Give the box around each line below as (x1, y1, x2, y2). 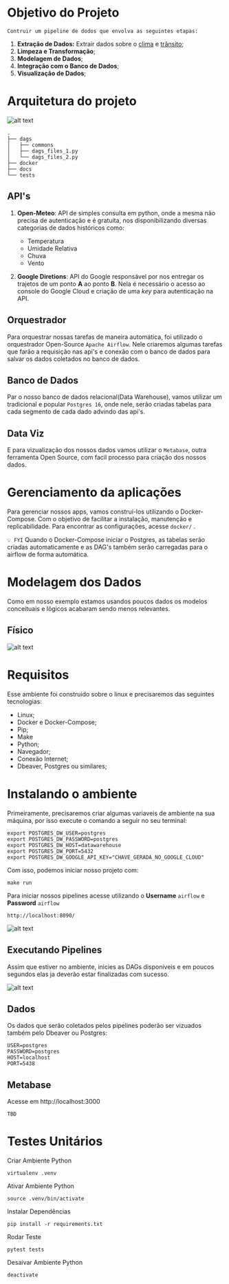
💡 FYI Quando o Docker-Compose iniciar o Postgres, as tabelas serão (7, 536, 205, 544)
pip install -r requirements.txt (7, 1220, 103, 1228)
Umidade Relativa (27, 244, 78, 253)
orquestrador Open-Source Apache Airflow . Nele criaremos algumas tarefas (7, 340, 223, 348)
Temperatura (27, 237, 64, 245)
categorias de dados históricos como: (17, 223, 125, 232)
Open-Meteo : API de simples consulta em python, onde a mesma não (17, 208, 215, 217)
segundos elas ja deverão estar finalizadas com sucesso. (7, 970, 170, 978)
